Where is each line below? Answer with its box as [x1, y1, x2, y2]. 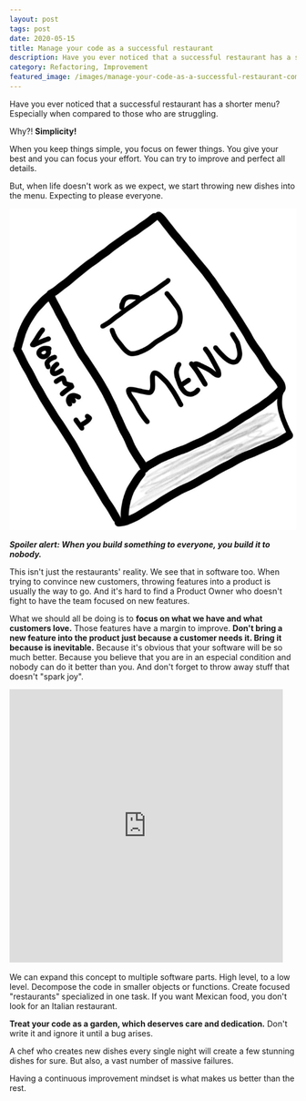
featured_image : [9, 73, 71, 82]
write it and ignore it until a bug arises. [9, 1027, 153, 1038]
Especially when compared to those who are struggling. [9, 107, 219, 118]
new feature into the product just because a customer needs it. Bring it [9, 632, 282, 643]
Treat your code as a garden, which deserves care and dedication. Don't [9, 1018, 289, 1029]
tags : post [9, 24, 51, 34]
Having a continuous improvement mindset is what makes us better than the [9, 1073, 295, 1084]
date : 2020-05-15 [9, 34, 76, 43]
